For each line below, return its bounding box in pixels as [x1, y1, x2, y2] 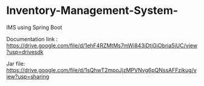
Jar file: [6, 60, 25, 67]
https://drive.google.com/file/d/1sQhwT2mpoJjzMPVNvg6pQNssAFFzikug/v [6, 66, 197, 73]
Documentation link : [6, 35, 58, 42]
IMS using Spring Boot [6, 24, 63, 31]
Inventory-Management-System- [6, 4, 178, 18]
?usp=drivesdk [6, 48, 44, 55]
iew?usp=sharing [6, 73, 50, 80]
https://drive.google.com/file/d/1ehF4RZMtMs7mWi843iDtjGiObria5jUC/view [6, 42, 198, 49]
